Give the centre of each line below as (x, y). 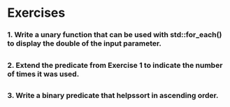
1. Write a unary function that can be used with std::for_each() (115, 35)
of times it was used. (43, 73)
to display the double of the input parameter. (85, 43)
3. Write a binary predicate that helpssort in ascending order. (113, 95)
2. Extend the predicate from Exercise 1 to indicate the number (115, 65)
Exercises (36, 13)
